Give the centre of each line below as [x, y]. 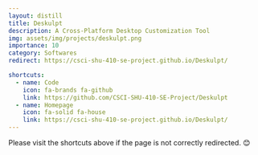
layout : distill [35, 16]
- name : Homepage [45, 105]
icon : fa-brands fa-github [68, 90]
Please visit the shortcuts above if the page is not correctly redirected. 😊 [129, 143]
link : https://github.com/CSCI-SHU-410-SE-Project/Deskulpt [125, 97]
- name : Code [37, 82]
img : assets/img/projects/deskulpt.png [75, 38]
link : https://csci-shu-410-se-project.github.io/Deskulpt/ [125, 120]
